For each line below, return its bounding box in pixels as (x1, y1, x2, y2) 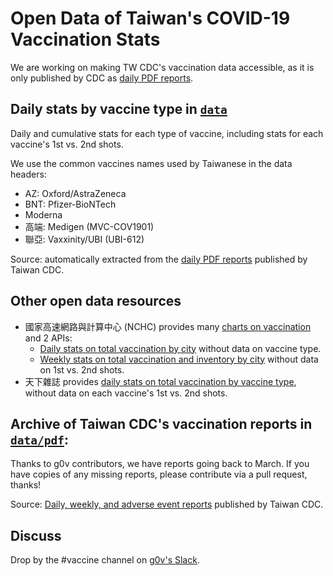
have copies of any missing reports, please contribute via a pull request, (10, 468, 308, 481)
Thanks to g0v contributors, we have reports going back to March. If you (10, 458, 310, 470)
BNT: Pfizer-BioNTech (24, 198, 117, 210)
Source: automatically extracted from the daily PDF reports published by (10, 253, 308, 265)
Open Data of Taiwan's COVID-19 (10, 7, 291, 30)
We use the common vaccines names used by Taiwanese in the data (10, 157, 293, 169)
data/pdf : (10, 431, 69, 448)
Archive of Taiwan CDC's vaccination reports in (10, 415, 313, 432)
